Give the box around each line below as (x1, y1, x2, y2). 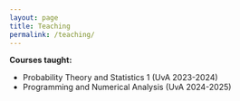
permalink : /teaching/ (9, 30, 95, 39)
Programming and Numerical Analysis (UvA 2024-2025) (22, 82, 232, 93)
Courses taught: (9, 55, 72, 66)
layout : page (9, 13, 59, 23)
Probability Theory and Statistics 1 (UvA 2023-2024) (22, 72, 219, 83)
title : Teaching (9, 22, 71, 31)
